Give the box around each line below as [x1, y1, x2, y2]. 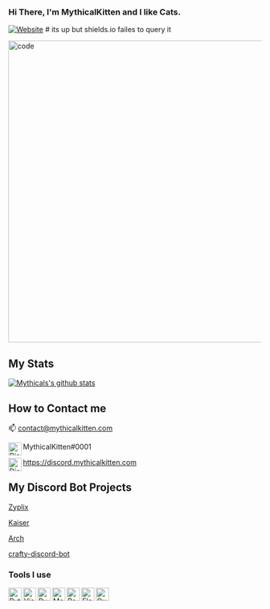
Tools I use [8, 569, 51, 580]
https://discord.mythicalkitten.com [22, 457, 137, 467]
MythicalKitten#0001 [22, 442, 92, 451]
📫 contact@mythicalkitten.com [8, 423, 113, 433]
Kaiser [8, 517, 30, 527]
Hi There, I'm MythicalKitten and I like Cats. [8, 6, 181, 18]
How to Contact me [8, 401, 107, 415]
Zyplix [8, 502, 29, 512]
